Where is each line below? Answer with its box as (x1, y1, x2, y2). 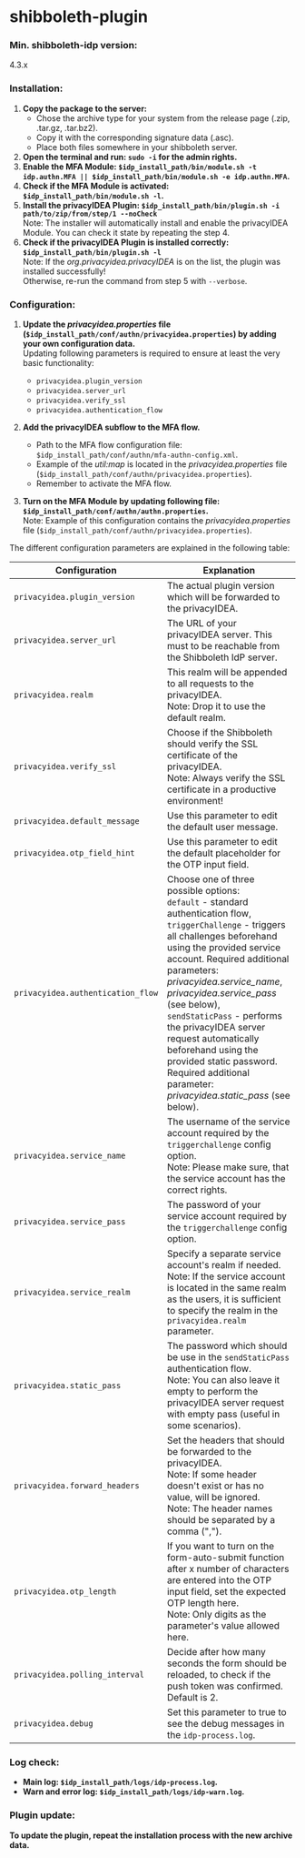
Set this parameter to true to (166, 1706, 288, 1719)
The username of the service (166, 1115, 290, 1128)
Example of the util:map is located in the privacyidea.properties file (35, 459, 288, 470)
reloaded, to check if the (166, 1669, 271, 1681)
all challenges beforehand (166, 930, 278, 943)
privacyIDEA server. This (166, 628, 272, 641)
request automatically (166, 1032, 260, 1045)
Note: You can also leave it (166, 1374, 280, 1386)
